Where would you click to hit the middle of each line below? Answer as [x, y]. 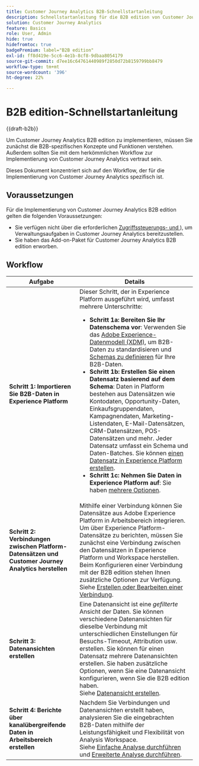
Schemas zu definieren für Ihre [133, 357]
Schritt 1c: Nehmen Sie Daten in [136, 475]
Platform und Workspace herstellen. [129, 557]
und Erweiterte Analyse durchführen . [131, 754]
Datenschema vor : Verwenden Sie [138, 327]
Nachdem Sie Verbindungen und [125, 703]
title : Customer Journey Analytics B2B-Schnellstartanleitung [84, 12]
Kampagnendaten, [115, 416]
